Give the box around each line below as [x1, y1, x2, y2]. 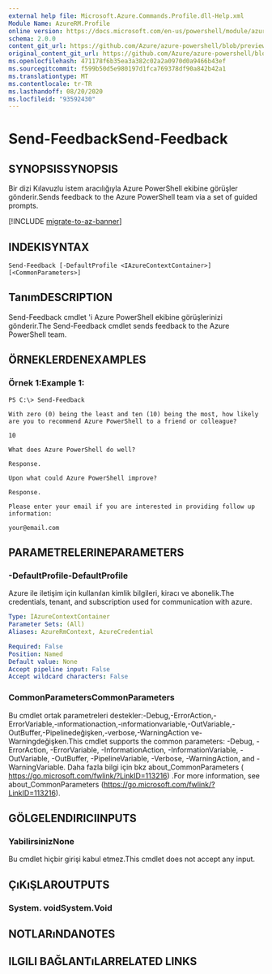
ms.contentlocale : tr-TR [8, 80, 92, 88]
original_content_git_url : [8, 50, 100, 58]
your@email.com [8, 524, 60, 532]
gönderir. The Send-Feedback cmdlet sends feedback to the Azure [8, 321, 230, 330]
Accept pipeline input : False [8, 665, 111, 674]
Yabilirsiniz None [8, 835, 75, 847]
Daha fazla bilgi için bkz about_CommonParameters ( [67, 762, 244, 772]
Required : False [8, 642, 63, 650]
